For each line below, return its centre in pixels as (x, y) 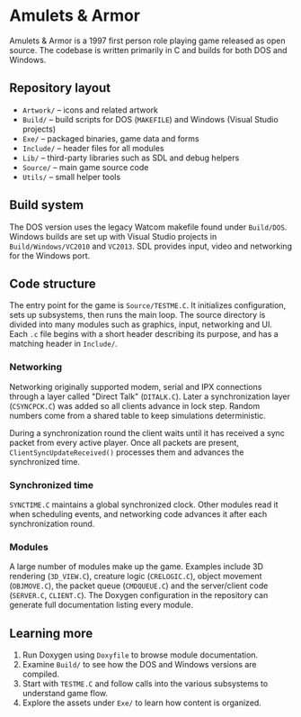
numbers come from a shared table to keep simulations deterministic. (138, 415)
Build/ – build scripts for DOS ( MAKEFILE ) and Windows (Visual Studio (150, 119)
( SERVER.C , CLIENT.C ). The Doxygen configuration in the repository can (139, 595)
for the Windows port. (50, 255)
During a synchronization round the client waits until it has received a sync (147, 432)
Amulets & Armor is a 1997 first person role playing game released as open (147, 41)
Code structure (53, 283)
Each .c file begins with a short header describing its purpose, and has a (144, 334)
